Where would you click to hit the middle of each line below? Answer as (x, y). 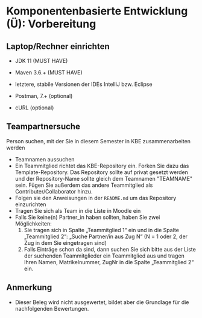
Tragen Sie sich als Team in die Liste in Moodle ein (78, 210)
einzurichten (30, 204)
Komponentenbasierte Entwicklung (97, 11)
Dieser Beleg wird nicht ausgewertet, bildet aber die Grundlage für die (102, 302)
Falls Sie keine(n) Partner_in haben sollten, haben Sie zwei (87, 217)
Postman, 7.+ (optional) (44, 96)
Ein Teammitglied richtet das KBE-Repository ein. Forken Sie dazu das (102, 166)
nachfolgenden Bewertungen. (52, 308)
